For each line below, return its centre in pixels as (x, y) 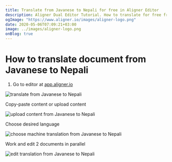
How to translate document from (76, 59)
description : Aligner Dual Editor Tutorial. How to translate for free (83, 15)
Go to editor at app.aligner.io (43, 84)
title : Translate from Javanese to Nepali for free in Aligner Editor (82, 10)
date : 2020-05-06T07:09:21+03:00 (41, 24)
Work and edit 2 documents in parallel (45, 144)
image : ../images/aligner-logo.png (43, 29)
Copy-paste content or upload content (46, 104)
